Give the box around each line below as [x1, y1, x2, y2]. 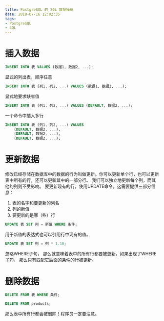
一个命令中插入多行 [5, 112, 44, 118]
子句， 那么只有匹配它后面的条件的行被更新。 [5, 257, 96, 263]
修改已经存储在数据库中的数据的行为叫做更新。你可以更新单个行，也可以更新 [5, 171, 159, 177]
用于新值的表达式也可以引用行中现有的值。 [5, 231, 91, 237]
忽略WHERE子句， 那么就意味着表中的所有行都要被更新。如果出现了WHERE [5, 250, 157, 256]
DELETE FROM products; [5, 301, 51, 306]
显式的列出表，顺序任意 [5, 74, 52, 80]
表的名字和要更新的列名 [12, 200, 60, 206]
